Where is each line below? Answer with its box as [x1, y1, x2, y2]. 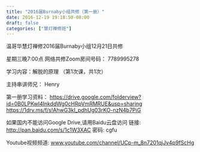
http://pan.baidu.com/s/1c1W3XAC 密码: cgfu [6, 126, 117, 133]
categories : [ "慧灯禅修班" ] [6, 25, 72, 32]
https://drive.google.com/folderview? [49, 93, 142, 101]
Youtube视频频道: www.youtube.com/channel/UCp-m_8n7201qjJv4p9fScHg [6, 139, 195, 147]
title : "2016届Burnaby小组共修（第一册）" [6, 8, 105, 15]
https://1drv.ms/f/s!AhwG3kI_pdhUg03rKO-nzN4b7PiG [6, 107, 141, 114]
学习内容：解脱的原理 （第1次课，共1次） [6, 68, 107, 75]
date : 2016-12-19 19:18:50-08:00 [6, 14, 90, 20]
